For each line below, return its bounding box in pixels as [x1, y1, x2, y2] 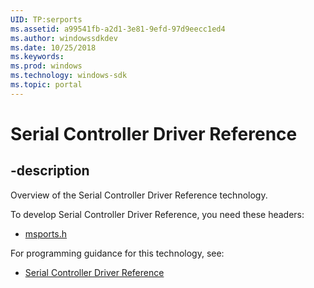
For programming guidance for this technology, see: [10, 247, 225, 259]
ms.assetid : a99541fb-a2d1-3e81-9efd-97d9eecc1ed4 [10, 24, 226, 34]
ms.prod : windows [10, 61, 83, 71]
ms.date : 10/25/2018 [10, 42, 97, 53]
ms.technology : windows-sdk [10, 71, 128, 81]
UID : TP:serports [10, 14, 83, 25]
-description [10, 162, 90, 180]
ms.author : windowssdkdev [10, 33, 118, 43]
